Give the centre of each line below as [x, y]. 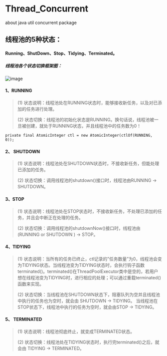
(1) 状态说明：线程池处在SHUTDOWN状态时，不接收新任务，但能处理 [88, 164]
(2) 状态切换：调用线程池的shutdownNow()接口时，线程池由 [79, 228]
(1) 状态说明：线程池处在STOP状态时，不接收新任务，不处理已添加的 [87, 211]
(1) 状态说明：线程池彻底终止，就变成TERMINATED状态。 [76, 331]
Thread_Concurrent [47, 9]
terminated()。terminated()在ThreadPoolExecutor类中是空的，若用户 [88, 271]
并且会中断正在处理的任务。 [55, 217]
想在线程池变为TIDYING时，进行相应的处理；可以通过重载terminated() [89, 277]
